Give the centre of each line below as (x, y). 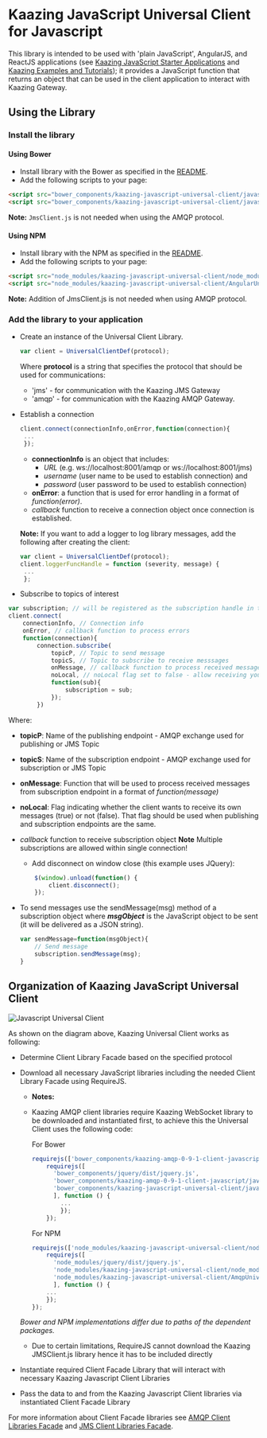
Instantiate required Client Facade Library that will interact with (122, 1370)
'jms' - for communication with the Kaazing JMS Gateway (126, 391)
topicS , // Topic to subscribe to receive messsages (139, 661)
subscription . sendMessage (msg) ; (88, 954)
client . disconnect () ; (85, 885)
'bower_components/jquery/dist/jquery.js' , (126, 1174)
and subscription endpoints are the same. (88, 824)
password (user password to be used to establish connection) (145, 484)
